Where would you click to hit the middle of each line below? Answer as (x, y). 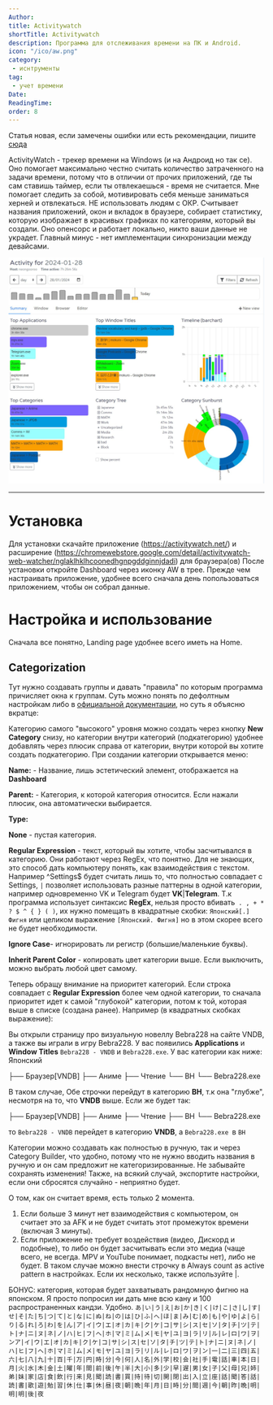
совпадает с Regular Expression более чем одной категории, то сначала (135, 993)
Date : (17, 94)
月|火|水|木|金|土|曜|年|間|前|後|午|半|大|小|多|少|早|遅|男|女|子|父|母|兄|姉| (134, 1368)
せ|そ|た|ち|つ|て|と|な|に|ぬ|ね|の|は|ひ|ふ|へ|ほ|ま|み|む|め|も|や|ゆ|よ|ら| (134, 1316)
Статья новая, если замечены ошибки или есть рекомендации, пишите (132, 136)
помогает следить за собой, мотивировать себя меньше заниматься (129, 194)
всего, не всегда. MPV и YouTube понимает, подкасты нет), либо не (138, 1257)
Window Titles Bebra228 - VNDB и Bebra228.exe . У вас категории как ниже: (135, 1052)
